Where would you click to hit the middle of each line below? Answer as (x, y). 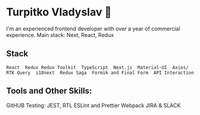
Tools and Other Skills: (49, 91)
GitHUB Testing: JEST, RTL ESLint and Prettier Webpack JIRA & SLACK (93, 105)
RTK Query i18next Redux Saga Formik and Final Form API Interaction (100, 73)
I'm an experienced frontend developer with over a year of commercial (93, 29)
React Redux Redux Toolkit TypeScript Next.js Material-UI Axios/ (97, 67)
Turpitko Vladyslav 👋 (59, 12)
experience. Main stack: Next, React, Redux (60, 35)
